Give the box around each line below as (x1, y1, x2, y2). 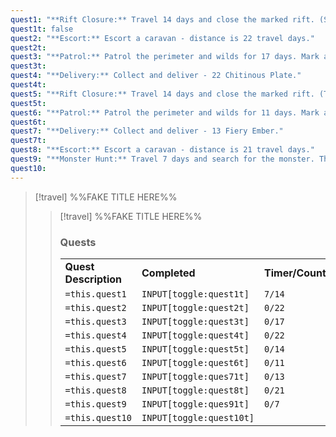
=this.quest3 (64, 316, 127, 327)
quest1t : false (10, 24, 74, 34)
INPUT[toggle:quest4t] (141, 329, 250, 341)
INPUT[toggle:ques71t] (141, 371, 250, 382)
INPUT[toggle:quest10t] (141, 412, 255, 423)
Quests (59, 235, 97, 249)
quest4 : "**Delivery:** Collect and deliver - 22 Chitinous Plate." (10, 71, 302, 81)
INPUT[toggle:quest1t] (141, 288, 250, 300)
